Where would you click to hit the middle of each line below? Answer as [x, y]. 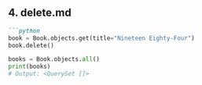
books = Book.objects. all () [54, 59]
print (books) [29, 67]
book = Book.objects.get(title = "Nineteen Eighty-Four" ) [101, 38]
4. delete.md [40, 13]
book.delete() [31, 45]
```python [24, 30]
